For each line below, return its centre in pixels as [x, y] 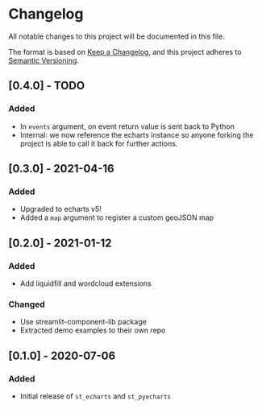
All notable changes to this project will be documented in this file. [117, 36]
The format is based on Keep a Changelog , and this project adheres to [125, 52]
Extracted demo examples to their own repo [93, 330]
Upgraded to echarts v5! [61, 209]
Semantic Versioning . [44, 60]
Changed [27, 304]
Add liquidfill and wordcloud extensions [85, 283]
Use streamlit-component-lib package [83, 322]
